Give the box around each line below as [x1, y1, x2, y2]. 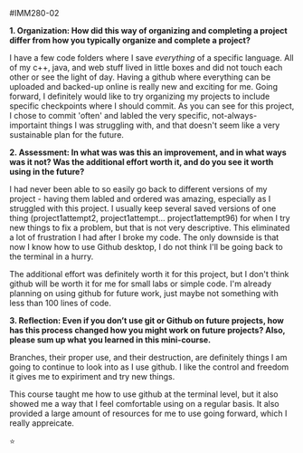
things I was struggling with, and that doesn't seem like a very [49, 120, 280, 130]
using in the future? [9, 167, 85, 177]
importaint [9, 120, 48, 130]
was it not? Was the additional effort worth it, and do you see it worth [9, 157, 274, 167]
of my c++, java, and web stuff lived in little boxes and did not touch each [9, 63, 283, 72]
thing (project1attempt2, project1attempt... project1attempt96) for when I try [9, 213, 291, 223]
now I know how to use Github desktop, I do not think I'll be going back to [9, 242, 283, 252]
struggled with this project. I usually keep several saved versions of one [9, 203, 277, 214]
